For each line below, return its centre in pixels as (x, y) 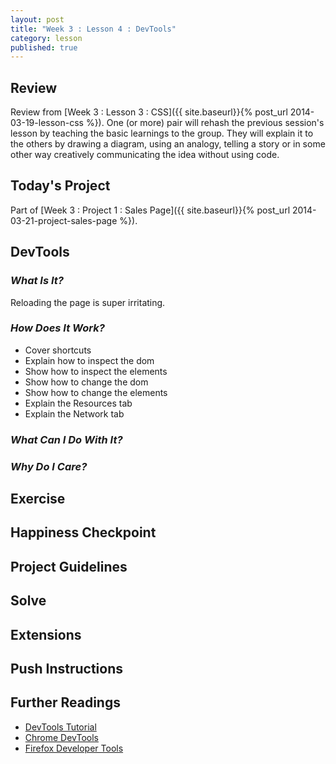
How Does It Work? (57, 328)
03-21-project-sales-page (64, 220)
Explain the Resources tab (78, 403)
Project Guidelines (69, 566)
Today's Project (60, 186)
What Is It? (37, 281)
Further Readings (65, 702)
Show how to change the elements (96, 392)
